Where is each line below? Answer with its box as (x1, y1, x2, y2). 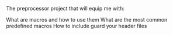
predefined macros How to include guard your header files (6, 23, 147, 29)
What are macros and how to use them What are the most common (6, 16, 168, 23)
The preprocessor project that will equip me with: (6, 5, 124, 12)
